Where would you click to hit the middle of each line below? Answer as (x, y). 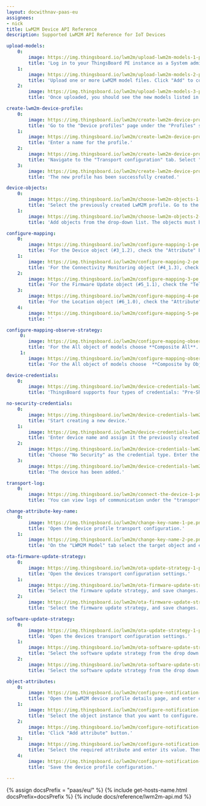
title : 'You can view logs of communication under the (100, 500)
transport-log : (26, 483)
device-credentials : (33, 375)
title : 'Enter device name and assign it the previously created (114, 438)
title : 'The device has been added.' (76, 472)
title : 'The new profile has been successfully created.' (104, 177)
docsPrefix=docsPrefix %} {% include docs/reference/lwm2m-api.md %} (99, 796)
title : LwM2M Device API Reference (52, 29)
